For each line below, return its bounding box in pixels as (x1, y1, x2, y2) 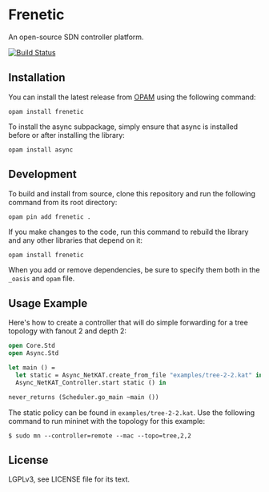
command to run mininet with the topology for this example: (8, 416, 206, 425)
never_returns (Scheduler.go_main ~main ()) (8, 393, 159, 401)
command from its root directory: (8, 197, 118, 207)
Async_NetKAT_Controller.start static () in (15, 378, 167, 386)
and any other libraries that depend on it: (8, 235, 143, 245)
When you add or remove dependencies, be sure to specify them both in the (8, 264, 260, 274)
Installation (8, 71, 66, 85)
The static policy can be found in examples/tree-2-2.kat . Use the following (8, 407, 255, 417)
